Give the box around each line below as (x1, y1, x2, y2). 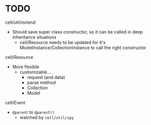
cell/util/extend (5, 19, 36, 25)
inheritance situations (12, 34, 57, 40)
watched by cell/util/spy (19, 114, 74, 120)
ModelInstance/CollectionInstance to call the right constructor (19, 44, 147, 50)
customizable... (19, 69, 51, 75)
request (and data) (27, 74, 65, 80)
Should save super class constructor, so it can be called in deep (12, 29, 143, 35)
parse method (27, 80, 56, 85)
